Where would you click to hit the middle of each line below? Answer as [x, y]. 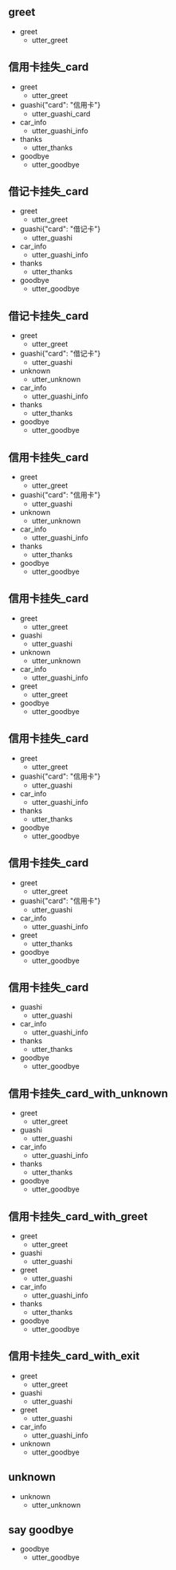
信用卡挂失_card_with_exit [74, 1356]
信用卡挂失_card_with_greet [78, 1217]
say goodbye [41, 1530]
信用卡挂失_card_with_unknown [88, 1093]
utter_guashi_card [61, 113]
